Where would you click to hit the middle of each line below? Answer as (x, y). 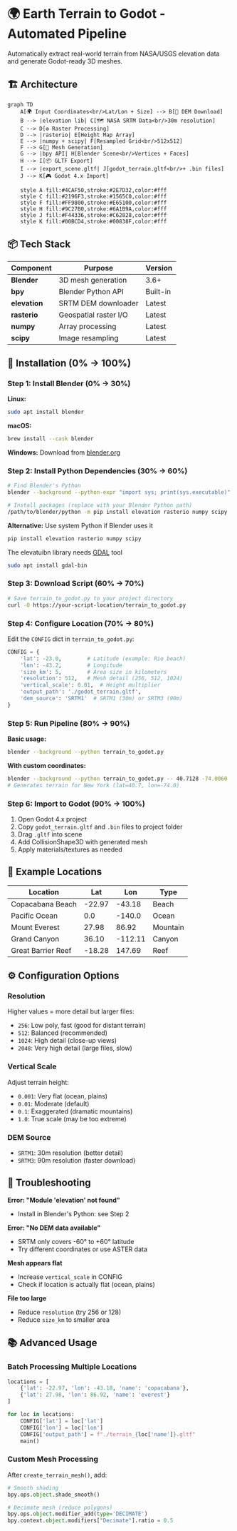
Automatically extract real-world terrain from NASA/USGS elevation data (114, 54)
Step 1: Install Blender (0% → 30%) (69, 383)
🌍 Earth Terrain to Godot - (86, 14)
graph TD (20, 104)
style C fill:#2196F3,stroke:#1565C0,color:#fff (94, 196)
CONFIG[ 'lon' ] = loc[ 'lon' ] (62, 1428)
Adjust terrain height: (38, 1082)
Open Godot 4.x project (52, 819)
